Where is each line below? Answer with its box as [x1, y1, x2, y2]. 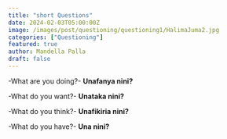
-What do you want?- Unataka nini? [8, 91, 124, 101]
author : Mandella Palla [8, 48, 86, 55]
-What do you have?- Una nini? [8, 122, 110, 131]
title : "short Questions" [8, 11, 93, 20]
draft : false [8, 55, 51, 63]
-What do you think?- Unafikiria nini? [8, 106, 130, 116]
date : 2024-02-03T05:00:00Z [8, 19, 101, 27]
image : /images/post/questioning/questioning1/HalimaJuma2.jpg [8, 26, 220, 34]
